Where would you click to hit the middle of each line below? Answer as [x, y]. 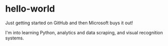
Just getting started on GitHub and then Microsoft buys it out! [69, 23]
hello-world [30, 9]
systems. [15, 38]
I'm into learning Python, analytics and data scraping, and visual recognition [84, 32]
